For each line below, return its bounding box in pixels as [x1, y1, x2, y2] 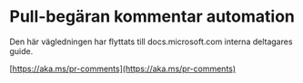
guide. [9, 45, 34, 56]
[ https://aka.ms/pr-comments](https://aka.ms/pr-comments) [9, 63, 237, 74]
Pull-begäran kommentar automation [9, 6, 296, 27]
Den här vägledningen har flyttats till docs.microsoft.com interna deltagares [9, 36, 293, 47]
